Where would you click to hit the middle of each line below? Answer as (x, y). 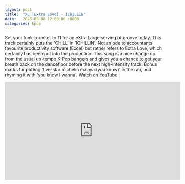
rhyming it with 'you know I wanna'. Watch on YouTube (61, 75)
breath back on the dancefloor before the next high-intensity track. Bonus (81, 64)
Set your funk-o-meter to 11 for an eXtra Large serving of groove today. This (83, 38)
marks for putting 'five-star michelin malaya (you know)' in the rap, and (78, 70)
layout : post (19, 10)
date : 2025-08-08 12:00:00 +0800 (42, 19)
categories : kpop (23, 24)
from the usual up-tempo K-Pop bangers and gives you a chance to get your (84, 59)
